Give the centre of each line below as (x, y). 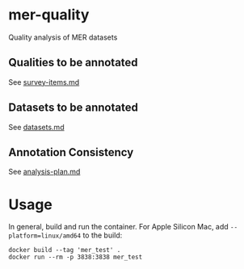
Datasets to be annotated (74, 108)
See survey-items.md (44, 82)
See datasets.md (36, 127)
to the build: (103, 235)
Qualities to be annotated (74, 63)
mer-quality (49, 15)
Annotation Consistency (71, 152)
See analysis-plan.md (44, 172)
